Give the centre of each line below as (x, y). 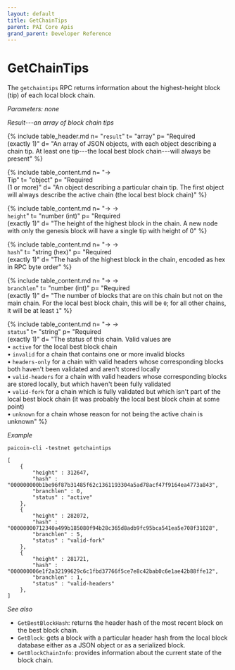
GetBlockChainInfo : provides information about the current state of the (119, 653)
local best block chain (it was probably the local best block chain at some (114, 399)
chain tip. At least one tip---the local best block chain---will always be (109, 151)
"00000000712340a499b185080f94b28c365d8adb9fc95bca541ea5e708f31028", (113, 528)
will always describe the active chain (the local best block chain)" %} (107, 195)
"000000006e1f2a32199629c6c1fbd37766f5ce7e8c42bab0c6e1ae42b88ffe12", (113, 571)
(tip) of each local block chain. (51, 95)
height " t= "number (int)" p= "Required (64, 216)
